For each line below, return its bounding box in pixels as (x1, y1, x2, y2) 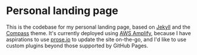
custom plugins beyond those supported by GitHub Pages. (6, 42, 149, 49)
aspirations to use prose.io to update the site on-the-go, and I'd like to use (6, 36, 187, 43)
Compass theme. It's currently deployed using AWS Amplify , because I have (6, 29, 191, 36)
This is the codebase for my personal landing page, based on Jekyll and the (6, 23, 191, 30)
